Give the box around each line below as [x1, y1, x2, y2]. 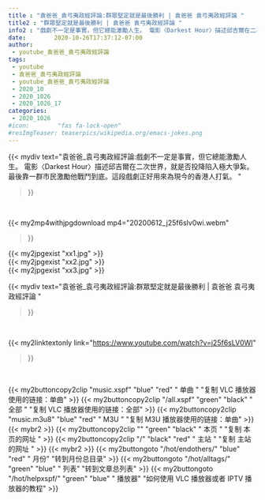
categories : [8, 107, 47, 115]
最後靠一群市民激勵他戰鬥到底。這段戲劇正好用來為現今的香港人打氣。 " [8, 171, 242, 181]
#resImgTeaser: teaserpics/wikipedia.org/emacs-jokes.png [8, 129, 203, 137]
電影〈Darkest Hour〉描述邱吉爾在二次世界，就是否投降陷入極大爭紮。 [23, 161, 254, 171]
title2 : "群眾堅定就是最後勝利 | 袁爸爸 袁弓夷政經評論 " [8, 19, 183, 27]
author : [8, 41, 34, 49]
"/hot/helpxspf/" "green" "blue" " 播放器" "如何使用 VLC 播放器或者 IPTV [8, 473, 244, 483]
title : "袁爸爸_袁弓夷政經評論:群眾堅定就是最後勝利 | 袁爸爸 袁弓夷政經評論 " [8, 11, 244, 20]
